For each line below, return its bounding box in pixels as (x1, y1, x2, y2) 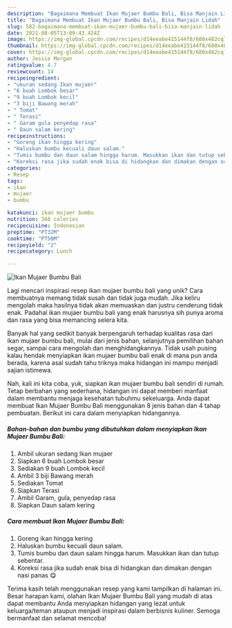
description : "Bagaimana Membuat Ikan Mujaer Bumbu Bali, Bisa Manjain (7, 10, 217, 17)
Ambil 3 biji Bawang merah (17, 472, 94, 480)
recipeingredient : (7, 74, 60, 82)
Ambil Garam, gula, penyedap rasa (17, 494, 116, 502)
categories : (7, 164, 41, 172)
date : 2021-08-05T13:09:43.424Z (7, 29, 100, 37)
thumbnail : (7, 42, 39, 49)
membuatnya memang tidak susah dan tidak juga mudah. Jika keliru (7, 294, 200, 302)
